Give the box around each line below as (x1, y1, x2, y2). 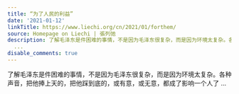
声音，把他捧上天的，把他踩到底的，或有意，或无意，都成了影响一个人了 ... (7, 78, 227, 87)
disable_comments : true (7, 50, 78, 57)
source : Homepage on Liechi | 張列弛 (7, 30, 116, 37)
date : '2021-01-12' (7, 17, 65, 24)
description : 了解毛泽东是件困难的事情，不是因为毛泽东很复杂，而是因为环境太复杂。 (7, 37, 229, 44)
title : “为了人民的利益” (7, 10, 73, 18)
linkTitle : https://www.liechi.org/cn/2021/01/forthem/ (7, 23, 176, 30)
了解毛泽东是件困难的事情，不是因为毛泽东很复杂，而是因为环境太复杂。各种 (7, 70, 232, 78)
